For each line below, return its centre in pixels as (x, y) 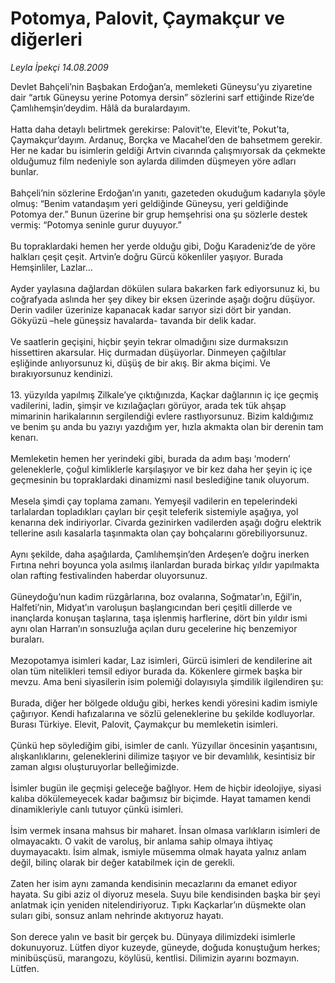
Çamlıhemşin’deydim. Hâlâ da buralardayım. (100, 108)
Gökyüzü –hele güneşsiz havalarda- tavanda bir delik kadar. (133, 320)
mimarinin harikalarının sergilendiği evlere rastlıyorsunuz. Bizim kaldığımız (162, 416)
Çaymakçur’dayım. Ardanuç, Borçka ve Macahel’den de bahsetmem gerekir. (166, 139)
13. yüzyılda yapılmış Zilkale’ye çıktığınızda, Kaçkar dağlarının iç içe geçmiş (164, 394)
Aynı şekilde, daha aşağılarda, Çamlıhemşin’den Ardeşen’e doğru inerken (160, 554)
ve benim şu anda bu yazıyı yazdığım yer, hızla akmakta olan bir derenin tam (167, 426)
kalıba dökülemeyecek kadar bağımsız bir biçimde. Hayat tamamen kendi (161, 798)
